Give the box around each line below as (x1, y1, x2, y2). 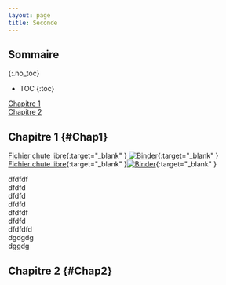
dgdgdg (8, 233, 34, 243)
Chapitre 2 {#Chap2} (8, 264, 112, 277)
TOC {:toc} (19, 84, 55, 93)
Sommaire (8, 48, 60, 61)
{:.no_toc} (8, 68, 40, 79)
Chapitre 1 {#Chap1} (8, 130, 108, 144)
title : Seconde (8, 19, 58, 27)
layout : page (8, 11, 51, 20)
